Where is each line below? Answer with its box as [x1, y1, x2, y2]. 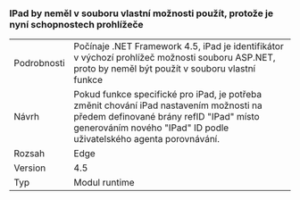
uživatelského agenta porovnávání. [73, 133, 221, 146]
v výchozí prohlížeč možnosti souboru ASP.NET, [73, 52, 276, 64]
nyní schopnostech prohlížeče [9, 18, 145, 30]
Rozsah [13, 147, 46, 160]
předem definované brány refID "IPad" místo [73, 111, 261, 123]
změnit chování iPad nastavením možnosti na [73, 99, 263, 112]
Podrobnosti [13, 57, 65, 70]
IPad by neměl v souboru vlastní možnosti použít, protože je [9, 7, 274, 20]
